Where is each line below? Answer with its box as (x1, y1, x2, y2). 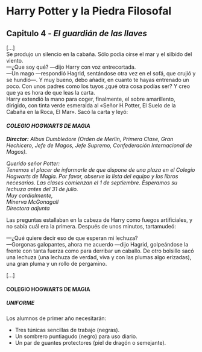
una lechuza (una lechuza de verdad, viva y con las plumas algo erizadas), (6, 254, 192, 261)
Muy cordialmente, (6, 192, 53, 200)
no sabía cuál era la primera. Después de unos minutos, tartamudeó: (6, 223, 176, 230)
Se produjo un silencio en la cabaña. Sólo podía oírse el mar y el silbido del (6, 51, 192, 58)
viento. (6, 57, 24, 64)
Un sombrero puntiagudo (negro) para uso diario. (14, 333, 137, 340)
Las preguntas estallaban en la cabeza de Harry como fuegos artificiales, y (6, 216, 193, 224)
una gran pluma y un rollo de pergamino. (6, 260, 107, 268)
